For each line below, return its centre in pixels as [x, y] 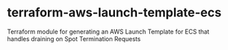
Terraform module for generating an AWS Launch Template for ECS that [109, 32]
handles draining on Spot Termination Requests [74, 38]
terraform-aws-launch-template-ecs [114, 13]
